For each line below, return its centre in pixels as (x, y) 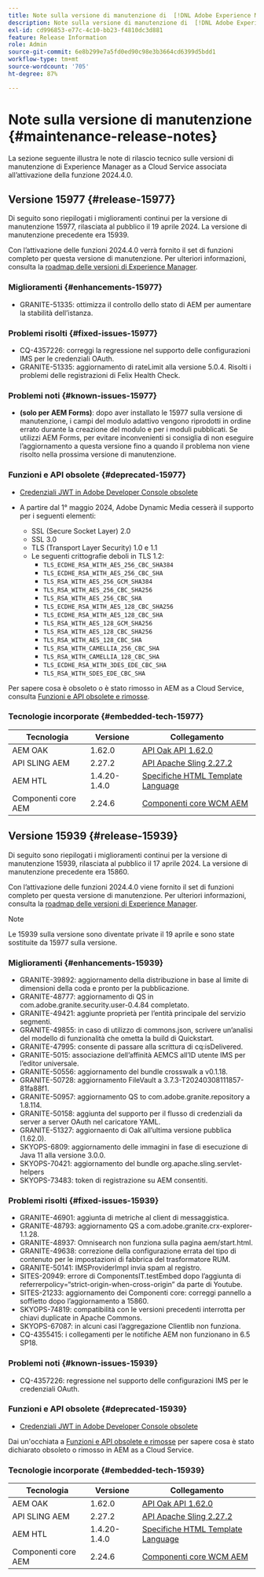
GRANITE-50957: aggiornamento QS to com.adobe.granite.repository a (135, 1096)
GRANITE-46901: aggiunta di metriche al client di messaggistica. (124, 1218)
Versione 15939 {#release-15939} (93, 836)
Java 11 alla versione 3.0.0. (62, 1155)
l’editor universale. (49, 1063)
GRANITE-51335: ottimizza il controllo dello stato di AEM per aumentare (135, 304)
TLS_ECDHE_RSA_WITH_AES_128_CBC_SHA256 (108, 607)
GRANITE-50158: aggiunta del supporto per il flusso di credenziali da (131, 1113)
